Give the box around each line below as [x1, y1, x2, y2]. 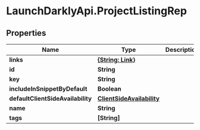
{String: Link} [97, 55, 136, 64]
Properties [6, 28, 46, 38]
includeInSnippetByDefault [9, 85, 87, 93]
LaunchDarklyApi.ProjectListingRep [6, 4, 187, 18]
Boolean [97, 85, 122, 93]
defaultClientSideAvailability [9, 94, 92, 103]
